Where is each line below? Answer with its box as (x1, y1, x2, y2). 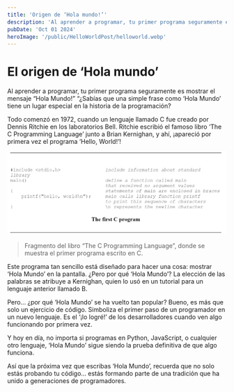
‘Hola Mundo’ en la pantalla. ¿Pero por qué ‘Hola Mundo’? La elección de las (7, 270, 226, 278)
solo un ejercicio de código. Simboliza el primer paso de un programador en (7, 306, 226, 314)
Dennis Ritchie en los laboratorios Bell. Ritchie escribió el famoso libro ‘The (7, 122, 222, 131)
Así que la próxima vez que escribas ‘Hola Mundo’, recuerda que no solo (7, 362, 214, 370)
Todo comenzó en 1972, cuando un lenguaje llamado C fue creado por (7, 115, 209, 124)
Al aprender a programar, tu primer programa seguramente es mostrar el (7, 87, 216, 95)
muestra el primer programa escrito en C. (24, 249, 143, 257)
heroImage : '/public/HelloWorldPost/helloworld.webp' (7, 33, 167, 40)
